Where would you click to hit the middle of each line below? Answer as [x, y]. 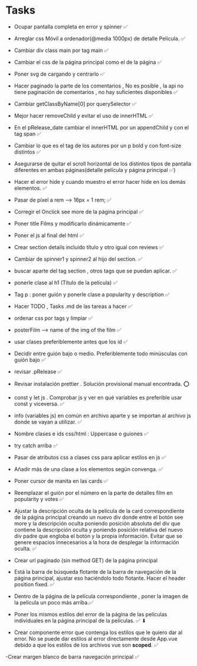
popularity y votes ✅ [39, 499]
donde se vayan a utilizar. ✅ [48, 422]
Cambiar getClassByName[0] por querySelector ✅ [75, 103]
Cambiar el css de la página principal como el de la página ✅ [88, 62]
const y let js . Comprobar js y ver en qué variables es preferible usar [98, 397]
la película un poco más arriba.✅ [54, 602]
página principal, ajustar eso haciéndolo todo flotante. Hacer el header [100, 578]
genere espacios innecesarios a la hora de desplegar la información [96, 542]
